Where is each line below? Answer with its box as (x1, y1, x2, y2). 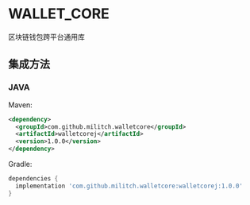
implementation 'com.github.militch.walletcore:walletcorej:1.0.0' (15, 182, 244, 190)
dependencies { (8, 175, 59, 183)
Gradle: (8, 160, 33, 168)
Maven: (8, 100, 33, 110)
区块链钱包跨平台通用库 (8, 32, 85, 41)
